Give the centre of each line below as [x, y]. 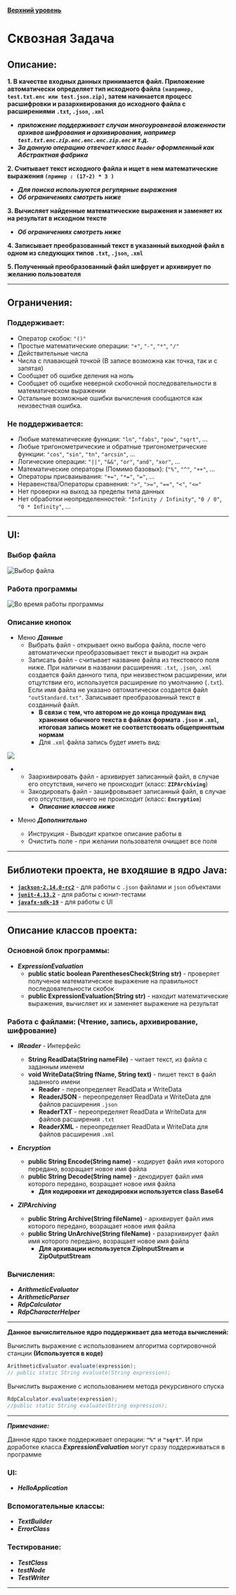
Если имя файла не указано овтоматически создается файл [118, 690]
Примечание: [28, 1425]
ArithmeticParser [44, 1297]
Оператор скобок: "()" [52, 338]
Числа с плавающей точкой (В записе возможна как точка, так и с [117, 360]
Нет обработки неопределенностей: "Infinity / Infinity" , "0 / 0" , [119, 498]
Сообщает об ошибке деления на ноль [76, 375]
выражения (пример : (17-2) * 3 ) [61, 176]
